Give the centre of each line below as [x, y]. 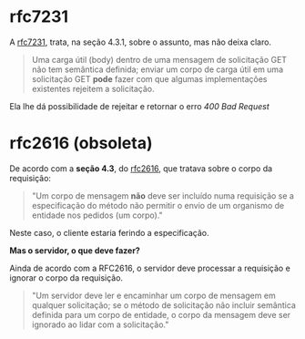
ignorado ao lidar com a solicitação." [100, 324]
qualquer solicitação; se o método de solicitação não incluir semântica [163, 305]
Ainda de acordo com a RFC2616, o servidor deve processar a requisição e [150, 268]
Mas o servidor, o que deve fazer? [75, 250]
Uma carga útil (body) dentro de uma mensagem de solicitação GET [159, 59]
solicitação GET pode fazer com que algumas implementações [149, 78]
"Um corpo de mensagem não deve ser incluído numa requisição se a [163, 195]
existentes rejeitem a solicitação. [93, 88]
